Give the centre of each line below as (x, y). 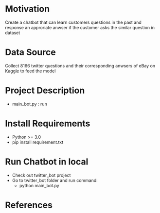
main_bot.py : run (29, 104)
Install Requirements (48, 123)
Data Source (30, 52)
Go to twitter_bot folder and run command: (55, 180)
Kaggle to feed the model (30, 71)
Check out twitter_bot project (41, 175)
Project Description (45, 90)
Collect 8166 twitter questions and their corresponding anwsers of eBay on (80, 66)
